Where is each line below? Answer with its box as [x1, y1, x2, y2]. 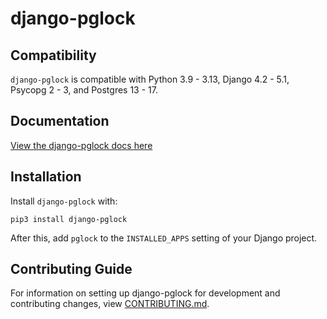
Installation [10, 168, 82, 186]
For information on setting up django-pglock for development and [10, 287, 281, 299]
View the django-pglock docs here [10, 139, 153, 151]
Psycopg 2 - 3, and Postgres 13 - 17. [10, 84, 158, 96]
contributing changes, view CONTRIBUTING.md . [10, 298, 210, 310]
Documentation [10, 113, 110, 130]
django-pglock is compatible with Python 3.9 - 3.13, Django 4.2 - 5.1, [10, 73, 290, 85]
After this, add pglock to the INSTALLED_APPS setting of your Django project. [10, 232, 318, 244]
